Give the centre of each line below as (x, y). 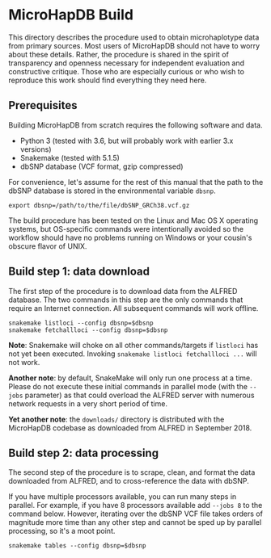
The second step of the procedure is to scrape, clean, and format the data (132, 472)
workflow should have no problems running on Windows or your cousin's (130, 237)
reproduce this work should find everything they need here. (108, 80)
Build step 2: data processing (84, 453)
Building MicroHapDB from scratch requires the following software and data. (135, 125)
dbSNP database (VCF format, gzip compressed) (102, 166)
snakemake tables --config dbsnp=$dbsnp (78, 546)
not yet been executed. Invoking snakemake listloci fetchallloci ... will (133, 354)
